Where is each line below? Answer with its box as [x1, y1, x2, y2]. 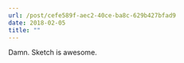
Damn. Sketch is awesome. [8, 48, 97, 57]
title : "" [8, 26, 41, 34]
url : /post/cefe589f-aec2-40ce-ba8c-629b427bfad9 [8, 11, 177, 20]
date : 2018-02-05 [8, 19, 66, 27]
